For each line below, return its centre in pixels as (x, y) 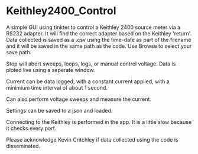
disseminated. (23, 146)
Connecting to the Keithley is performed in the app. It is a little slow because (99, 122)
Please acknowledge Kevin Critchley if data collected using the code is (92, 139)
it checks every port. (31, 128)
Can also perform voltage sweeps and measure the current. (79, 99)
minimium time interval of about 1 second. (57, 87)
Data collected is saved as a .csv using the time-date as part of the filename (99, 40)
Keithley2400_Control (61, 11)
